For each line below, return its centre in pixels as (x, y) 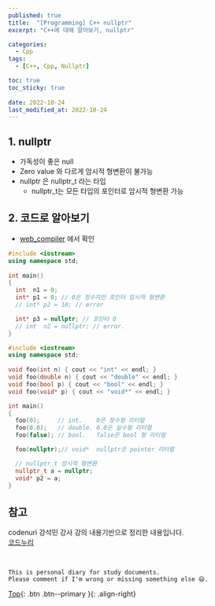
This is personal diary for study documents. (84, 573)
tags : (17, 59)
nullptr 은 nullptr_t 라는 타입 (63, 181)
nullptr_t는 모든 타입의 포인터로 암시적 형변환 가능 (107, 191)
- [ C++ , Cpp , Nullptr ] (52, 67)
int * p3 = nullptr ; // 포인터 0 (66, 319)
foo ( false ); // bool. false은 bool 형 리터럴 (91, 435)
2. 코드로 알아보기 (49, 218)
